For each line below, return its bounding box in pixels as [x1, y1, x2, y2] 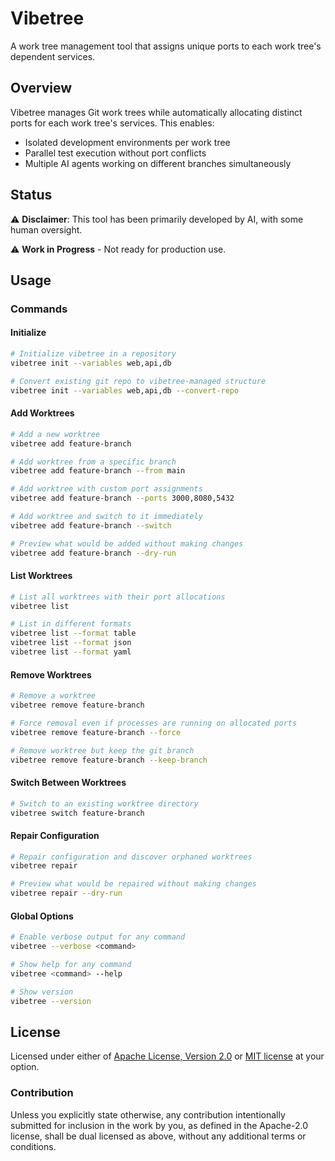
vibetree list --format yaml [10, 647, 132, 657]
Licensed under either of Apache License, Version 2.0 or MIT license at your [10, 1050, 325, 1062]
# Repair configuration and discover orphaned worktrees [10, 852, 253, 862]
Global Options [10, 910, 74, 922]
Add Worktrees [10, 407, 75, 419]
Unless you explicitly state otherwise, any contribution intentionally [10, 1108, 286, 1121]
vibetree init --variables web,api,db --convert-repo [10, 385, 240, 396]
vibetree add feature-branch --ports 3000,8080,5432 [10, 493, 235, 504]
